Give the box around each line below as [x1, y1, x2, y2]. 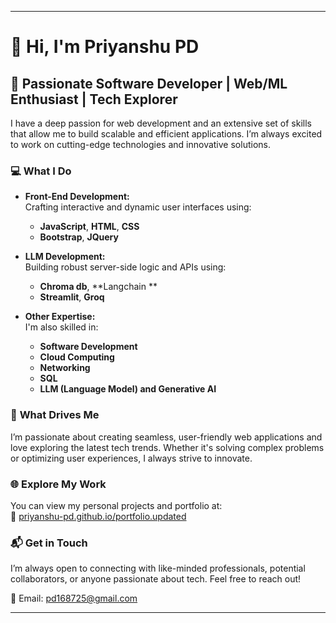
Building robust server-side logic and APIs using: [24, 261, 227, 273]
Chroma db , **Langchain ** [39, 281, 158, 293]
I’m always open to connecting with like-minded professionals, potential [10, 562, 306, 575]
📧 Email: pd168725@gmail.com [10, 592, 138, 605]
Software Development [39, 341, 138, 353]
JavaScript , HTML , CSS [39, 221, 140, 233]
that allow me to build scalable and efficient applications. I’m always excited [10, 128, 323, 140]
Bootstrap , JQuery [39, 231, 119, 243]
